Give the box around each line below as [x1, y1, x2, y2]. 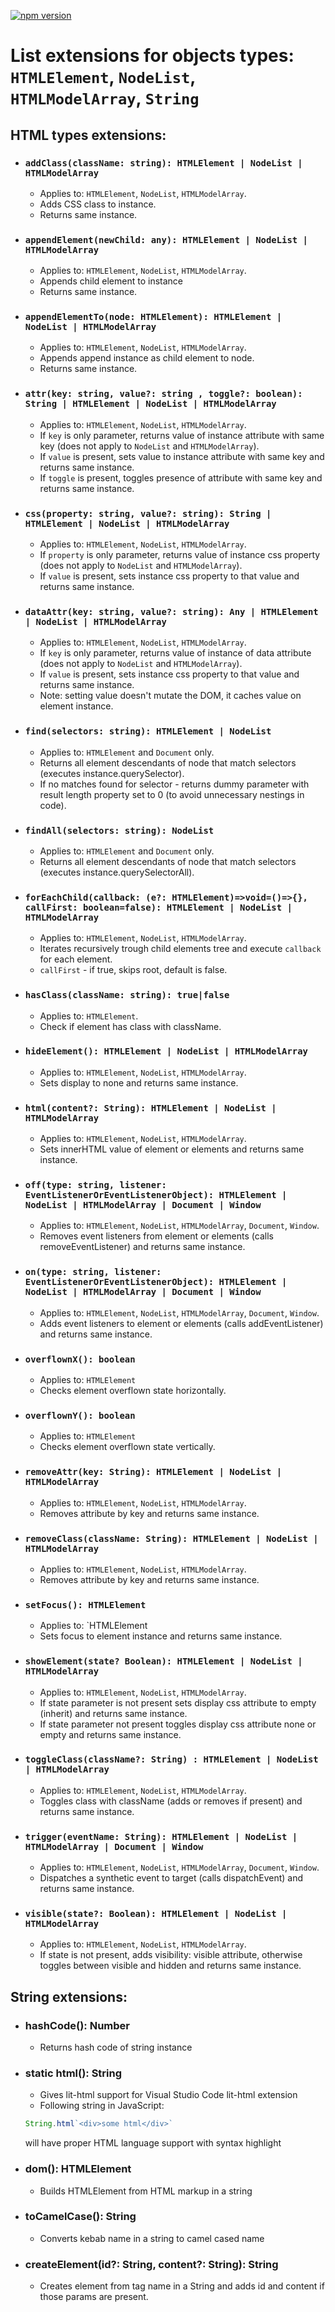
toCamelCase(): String [24, 2210, 137, 2224]
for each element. [39, 953, 113, 965]
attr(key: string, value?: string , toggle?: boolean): [24, 388, 303, 400]
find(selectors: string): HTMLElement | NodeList [24, 726, 272, 737]
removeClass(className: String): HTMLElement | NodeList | [24, 1533, 319, 1544]
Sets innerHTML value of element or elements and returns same [39, 1143, 305, 1155]
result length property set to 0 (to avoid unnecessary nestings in [39, 788, 305, 800]
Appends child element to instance [39, 275, 183, 287]
